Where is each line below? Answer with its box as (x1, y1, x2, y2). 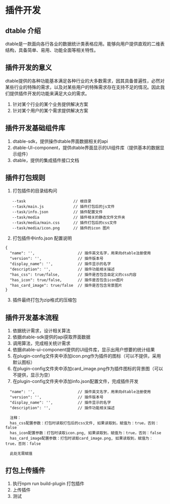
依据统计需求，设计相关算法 (12, 328, 71, 334)
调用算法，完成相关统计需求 (12, 340, 71, 346)
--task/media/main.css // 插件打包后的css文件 (12, 220, 117, 225)
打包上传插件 (5, 466, 46, 475)
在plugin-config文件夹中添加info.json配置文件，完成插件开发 (12, 378, 139, 384)
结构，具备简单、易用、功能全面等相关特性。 (5, 47, 99, 53)
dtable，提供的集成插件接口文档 (12, 157, 79, 163)
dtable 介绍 (5, 26, 41, 35)
